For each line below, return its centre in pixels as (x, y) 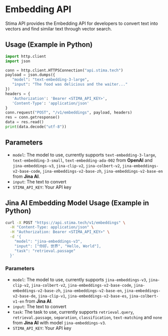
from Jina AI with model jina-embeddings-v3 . (59, 322)
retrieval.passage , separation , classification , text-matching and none (87, 317)
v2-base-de (24, 296)
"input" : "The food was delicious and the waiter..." (70, 85)
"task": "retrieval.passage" (45, 251)
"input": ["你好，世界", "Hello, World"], (58, 246)
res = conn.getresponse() (32, 118)
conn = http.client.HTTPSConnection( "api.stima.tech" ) (64, 70)
